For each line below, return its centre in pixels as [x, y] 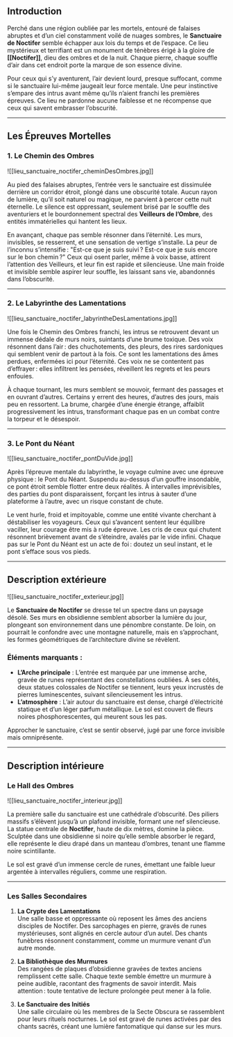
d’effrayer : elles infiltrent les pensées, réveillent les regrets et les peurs [109, 368]
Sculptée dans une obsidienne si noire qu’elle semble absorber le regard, [112, 836]
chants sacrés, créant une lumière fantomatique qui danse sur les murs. [120, 1027]
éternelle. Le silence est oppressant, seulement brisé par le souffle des [109, 207]
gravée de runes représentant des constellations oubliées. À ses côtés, [119, 680]
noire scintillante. [32, 851]
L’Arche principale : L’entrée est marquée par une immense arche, [112, 672]
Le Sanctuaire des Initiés [53, 1004]
